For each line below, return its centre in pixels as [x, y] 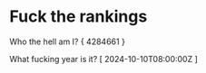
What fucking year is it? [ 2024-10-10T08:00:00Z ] [103, 59]
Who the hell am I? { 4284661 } [67, 41]
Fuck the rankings [78, 17]
